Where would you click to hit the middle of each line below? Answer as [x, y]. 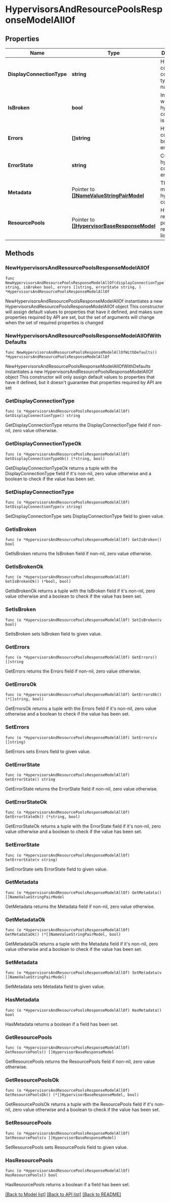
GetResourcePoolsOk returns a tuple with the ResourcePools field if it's [79, 1104]
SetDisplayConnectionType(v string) [44, 507]
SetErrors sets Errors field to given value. [48, 751]
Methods [20, 253]
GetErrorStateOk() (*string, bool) [43, 817]
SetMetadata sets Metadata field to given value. [55, 987]
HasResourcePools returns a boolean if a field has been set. [68, 1184]
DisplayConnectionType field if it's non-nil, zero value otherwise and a [78, 473]
